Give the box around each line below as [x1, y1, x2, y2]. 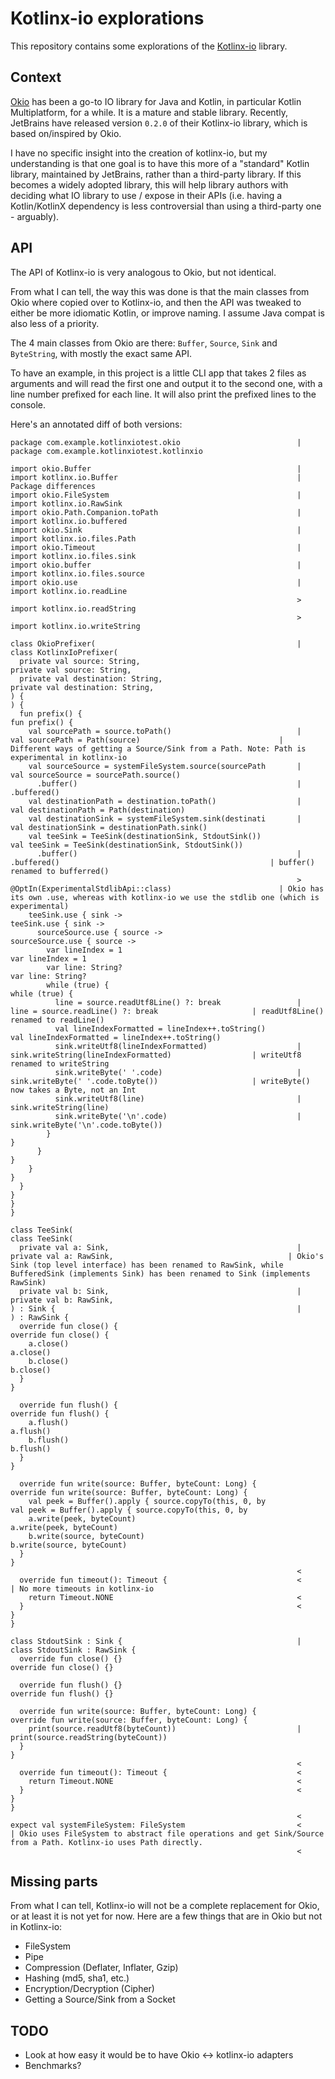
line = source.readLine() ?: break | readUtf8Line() [10, 1006, 325, 1016]
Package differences [10, 481, 97, 491]
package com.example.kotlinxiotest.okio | [10, 437, 302, 447]
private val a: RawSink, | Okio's [10, 1251, 325, 1261]
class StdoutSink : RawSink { [10, 1645, 137, 1655]
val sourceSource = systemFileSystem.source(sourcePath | [28, 761, 302, 771]
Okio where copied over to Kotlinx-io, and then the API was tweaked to [10, 296, 302, 308]
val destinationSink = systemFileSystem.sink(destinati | [28, 813, 302, 824]
